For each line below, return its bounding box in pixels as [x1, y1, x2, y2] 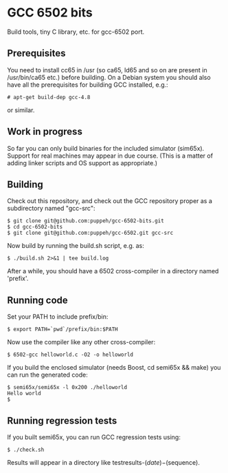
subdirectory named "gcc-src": [7, 204, 95, 213]
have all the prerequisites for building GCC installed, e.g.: [7, 81, 168, 89]
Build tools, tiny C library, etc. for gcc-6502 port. [7, 28, 145, 36]
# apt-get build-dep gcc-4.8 [7, 94, 91, 101]
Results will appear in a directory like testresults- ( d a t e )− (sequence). [7, 459, 201, 466]
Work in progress [7, 126, 82, 138]
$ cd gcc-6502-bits [7, 224, 63, 231]
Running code [7, 294, 69, 306]
